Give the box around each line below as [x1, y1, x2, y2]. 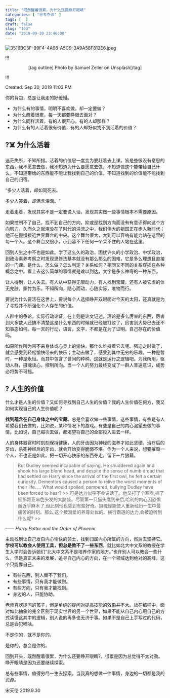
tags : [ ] [5, 17, 28, 22]
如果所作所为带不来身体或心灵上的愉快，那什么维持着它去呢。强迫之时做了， [5, 343, 165, 349]
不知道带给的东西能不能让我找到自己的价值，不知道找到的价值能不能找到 [14, 170, 165, 176]
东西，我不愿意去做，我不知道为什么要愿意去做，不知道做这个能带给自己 [5, 163, 156, 170]
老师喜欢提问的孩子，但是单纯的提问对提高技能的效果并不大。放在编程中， [5, 602, 160, 608]
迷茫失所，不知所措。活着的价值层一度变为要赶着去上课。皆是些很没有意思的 [5, 157, 165, 163]
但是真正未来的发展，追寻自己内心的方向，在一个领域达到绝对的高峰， [14, 555, 160, 561]
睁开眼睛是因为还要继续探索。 [5, 659, 67, 666]
